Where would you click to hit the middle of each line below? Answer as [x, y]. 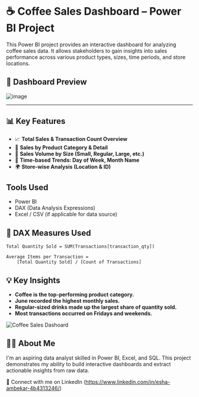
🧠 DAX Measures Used [49, 233]
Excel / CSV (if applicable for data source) [66, 214]
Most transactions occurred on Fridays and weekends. [84, 313]
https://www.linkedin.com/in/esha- [128, 382]
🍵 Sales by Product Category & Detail [61, 147]
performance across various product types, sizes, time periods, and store [96, 57]
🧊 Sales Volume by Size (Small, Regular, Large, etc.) [79, 153]
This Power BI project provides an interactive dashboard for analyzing [91, 44]
